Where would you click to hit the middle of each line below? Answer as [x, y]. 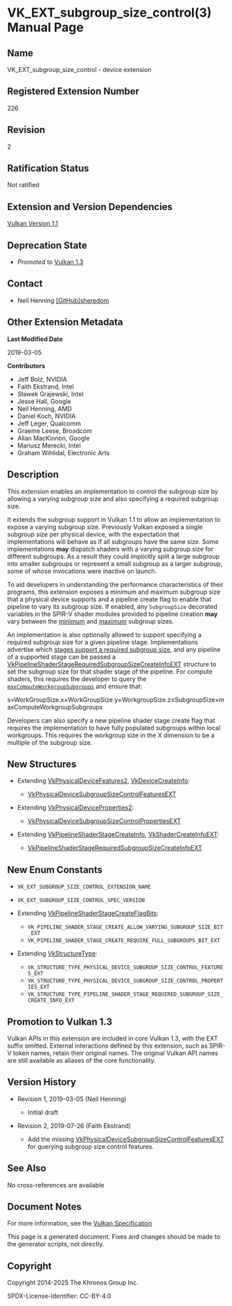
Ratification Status [48, 169]
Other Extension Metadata [65, 323]
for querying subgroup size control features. [91, 1146]
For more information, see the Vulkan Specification [80, 1224]
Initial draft [43, 1112]
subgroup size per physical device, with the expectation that [93, 534]
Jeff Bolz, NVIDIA [42, 379]
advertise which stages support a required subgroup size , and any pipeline [114, 649]
